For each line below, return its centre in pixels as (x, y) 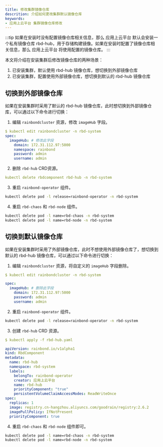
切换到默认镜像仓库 (34, 237)
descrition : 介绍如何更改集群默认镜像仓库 (44, 14)
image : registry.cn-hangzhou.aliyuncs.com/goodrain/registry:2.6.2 (79, 407)
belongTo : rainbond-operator (43, 376)
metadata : (15, 358)
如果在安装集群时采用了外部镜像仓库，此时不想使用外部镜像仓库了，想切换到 (82, 249)
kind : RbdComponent (25, 353)
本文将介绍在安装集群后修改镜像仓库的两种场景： (54, 60)
